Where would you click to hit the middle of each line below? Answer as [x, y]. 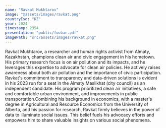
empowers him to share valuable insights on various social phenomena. [78, 120]
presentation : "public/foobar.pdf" [42, 33]
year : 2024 [16, 24]
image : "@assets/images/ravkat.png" [43, 14]
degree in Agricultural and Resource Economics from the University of [77, 104]
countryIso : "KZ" [23, 19]
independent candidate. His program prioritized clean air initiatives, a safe [81, 88]
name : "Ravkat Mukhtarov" [32, 10]
